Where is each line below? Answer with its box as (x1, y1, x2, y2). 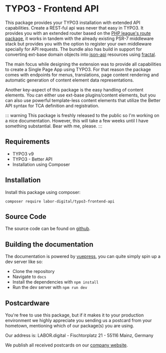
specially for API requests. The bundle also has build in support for (5, 46, 142, 52)
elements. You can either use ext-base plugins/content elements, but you (5, 92, 156, 98)
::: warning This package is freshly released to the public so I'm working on (5, 112, 160, 118)
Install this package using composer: (5, 189, 81, 195)
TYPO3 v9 (12, 150, 34, 156)
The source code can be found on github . (5, 225, 91, 231)
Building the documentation (5, 240, 94, 248)
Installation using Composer (12, 161, 70, 167)
